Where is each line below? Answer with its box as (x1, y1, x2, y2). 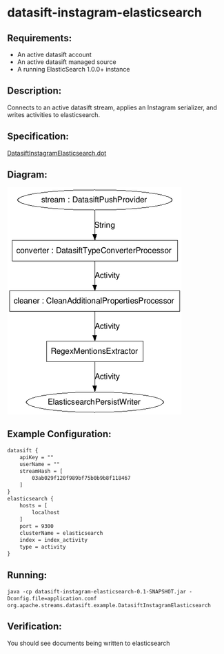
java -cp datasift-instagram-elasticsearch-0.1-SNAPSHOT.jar (7, 589, 187, 595)
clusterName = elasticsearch (19, 530, 103, 537)
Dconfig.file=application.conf (7, 595, 97, 602)
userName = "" (19, 461, 60, 468)
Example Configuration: (7, 428, 112, 440)
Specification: (7, 131, 69, 143)
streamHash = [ (19, 468, 63, 475)
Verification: (7, 621, 62, 633)
